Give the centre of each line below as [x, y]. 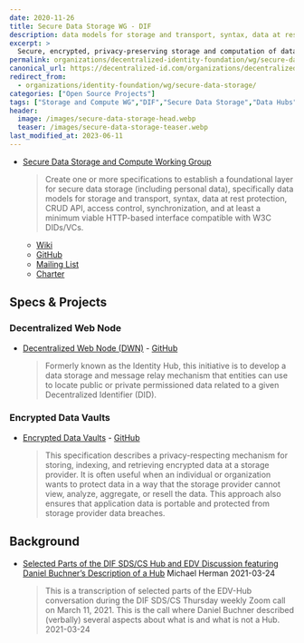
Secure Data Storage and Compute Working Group [117, 161]
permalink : [30, 60]
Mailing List [57, 264]
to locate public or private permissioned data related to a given [162, 385]
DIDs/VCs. [64, 227]
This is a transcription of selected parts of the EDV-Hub [148, 590]
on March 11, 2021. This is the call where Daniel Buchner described [170, 609]
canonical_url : [38, 69]
